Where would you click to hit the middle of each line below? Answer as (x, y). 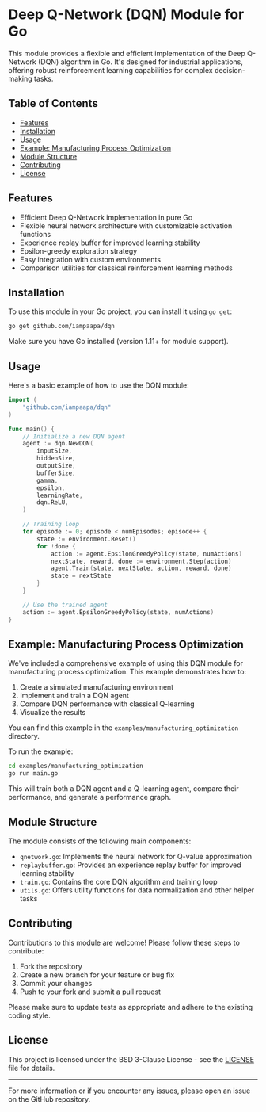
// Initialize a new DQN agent (74, 436)
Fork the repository (51, 966)
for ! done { (57, 546)
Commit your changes (56, 983)
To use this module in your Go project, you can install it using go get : (120, 311)
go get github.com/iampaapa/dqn (61, 327)
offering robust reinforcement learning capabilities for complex (110, 70)
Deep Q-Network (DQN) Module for (126, 15)
